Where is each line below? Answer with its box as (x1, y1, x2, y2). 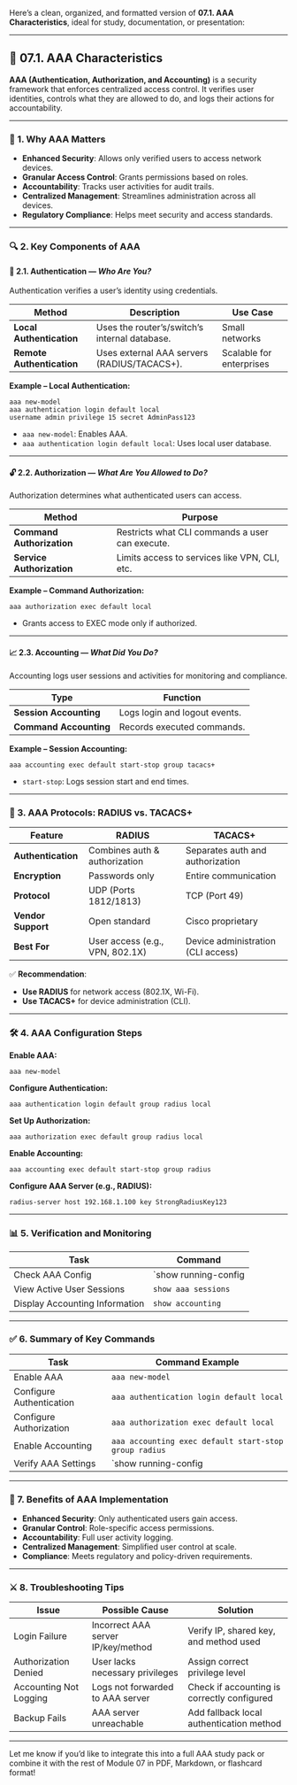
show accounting (153, 1298, 222, 1309)
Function (163, 691, 202, 703)
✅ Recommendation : (9, 969, 87, 979)
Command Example (155, 1356, 240, 1368)
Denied (13, 1666, 44, 1679)
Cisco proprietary (185, 915, 259, 927)
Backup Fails (13, 1712, 67, 1725)
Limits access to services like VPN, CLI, (116, 552, 280, 564)
